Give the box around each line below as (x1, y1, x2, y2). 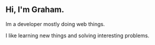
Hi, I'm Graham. (5, 5, 65, 15)
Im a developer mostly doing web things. (5, 20, 105, 27)
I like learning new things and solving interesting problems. (5, 32, 150, 39)
